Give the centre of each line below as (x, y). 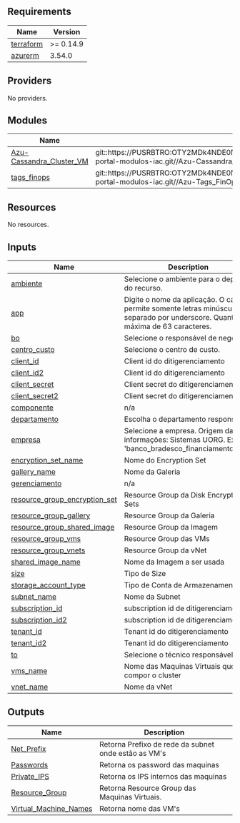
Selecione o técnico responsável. (180, 655)
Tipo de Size (145, 574)
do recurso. (143, 288)
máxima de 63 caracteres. (168, 326)
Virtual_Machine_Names (52, 808)
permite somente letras (163, 308)
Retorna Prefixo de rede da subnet (157, 744)
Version (67, 31)
